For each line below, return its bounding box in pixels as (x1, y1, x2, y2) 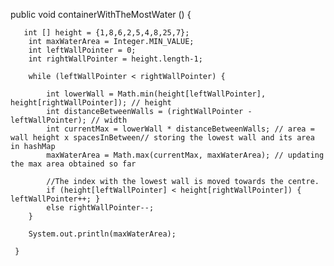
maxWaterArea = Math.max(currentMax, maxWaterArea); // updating (46, 150, 325, 160)
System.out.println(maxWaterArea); (28, 229, 177, 239)
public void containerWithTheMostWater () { (10, 9, 192, 20)
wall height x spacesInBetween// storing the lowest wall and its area (10, 133, 315, 143)
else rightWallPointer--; (46, 203, 155, 213)
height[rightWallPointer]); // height (10, 98, 172, 108)
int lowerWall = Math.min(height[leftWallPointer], (46, 89, 267, 99)
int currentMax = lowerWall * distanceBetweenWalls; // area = (46, 124, 315, 134)
